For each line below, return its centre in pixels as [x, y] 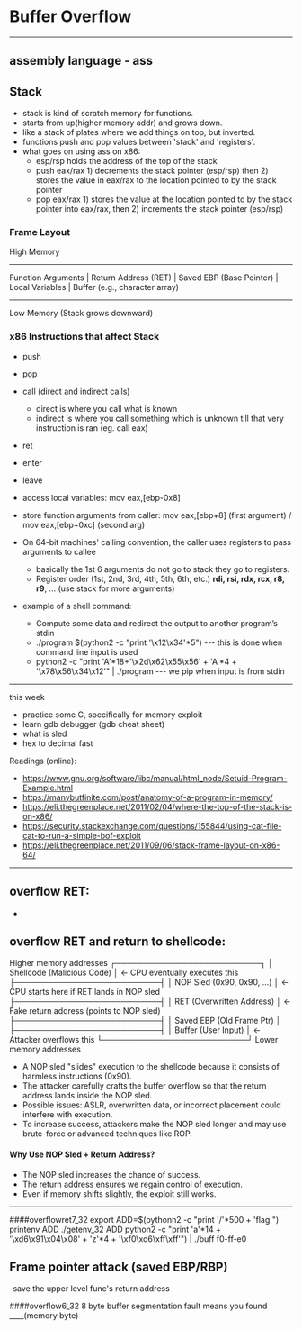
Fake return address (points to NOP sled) [85, 1011]
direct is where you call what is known [107, 408]
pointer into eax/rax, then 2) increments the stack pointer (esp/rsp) [160, 209]
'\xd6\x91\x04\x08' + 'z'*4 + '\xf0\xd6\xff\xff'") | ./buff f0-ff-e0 [128, 1239]
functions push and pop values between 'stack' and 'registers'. [139, 142]
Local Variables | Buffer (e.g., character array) [94, 287]
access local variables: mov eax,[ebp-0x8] [102, 497]
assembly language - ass [81, 61]
